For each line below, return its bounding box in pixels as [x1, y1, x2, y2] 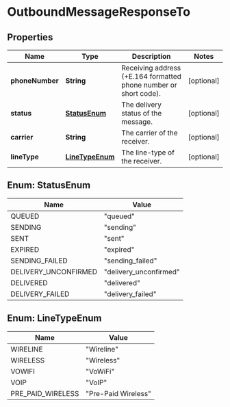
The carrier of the [121, 128, 178, 137]
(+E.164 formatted [121, 72, 181, 81]
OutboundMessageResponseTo [7, 4, 190, 20]
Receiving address [121, 63, 181, 73]
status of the [121, 109, 162, 118]
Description [131, 52, 171, 61]
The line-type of [121, 148, 175, 157]
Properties [7, 31, 53, 43]
